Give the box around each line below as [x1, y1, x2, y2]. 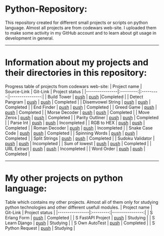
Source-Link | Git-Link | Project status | [5, 88, 84, 94]
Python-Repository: [5, 3, 87, 15]
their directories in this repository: [5, 67, 147, 79]
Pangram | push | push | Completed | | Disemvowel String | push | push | [5, 99, 151, 105]
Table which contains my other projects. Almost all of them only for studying [5, 199, 159, 205]
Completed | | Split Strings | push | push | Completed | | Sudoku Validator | [5, 135, 155, 141]
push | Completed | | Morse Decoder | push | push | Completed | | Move [5, 109, 150, 115]
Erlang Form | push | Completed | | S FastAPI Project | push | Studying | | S [5, 215, 155, 220]
